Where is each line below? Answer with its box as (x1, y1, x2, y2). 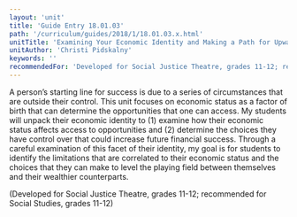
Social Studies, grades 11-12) (9, 198, 114, 208)
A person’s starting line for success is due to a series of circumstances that (9, 86, 284, 97)
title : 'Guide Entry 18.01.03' (9, 21, 125, 30)
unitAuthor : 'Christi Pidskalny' (9, 46, 133, 55)
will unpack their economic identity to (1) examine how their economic (9, 114, 264, 125)
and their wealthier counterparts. (9, 171, 129, 182)
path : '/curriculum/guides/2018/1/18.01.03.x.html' (9, 29, 203, 38)
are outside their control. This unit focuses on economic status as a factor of (9, 96, 287, 106)
